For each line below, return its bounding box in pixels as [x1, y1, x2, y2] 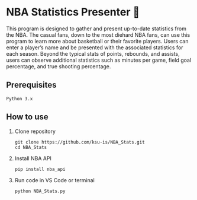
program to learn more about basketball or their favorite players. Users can [6, 37, 189, 45]
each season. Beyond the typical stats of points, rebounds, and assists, [6, 50, 180, 57]
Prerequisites [6, 80, 57, 90]
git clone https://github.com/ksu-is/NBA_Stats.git [14, 139, 145, 145]
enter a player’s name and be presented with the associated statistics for [6, 44, 183, 51]
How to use [6, 112, 49, 122]
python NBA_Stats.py [14, 188, 66, 194]
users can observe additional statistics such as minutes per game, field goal [6, 56, 192, 64]
